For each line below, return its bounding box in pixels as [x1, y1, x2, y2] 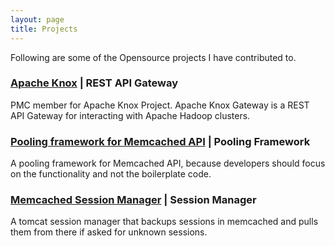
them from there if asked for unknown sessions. [10, 226, 208, 238]
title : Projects [10, 24, 78, 34]
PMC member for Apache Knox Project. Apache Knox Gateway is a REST [10, 99, 310, 111]
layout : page [10, 14, 65, 25]
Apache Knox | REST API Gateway [10, 76, 179, 90]
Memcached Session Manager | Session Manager [10, 193, 257, 207]
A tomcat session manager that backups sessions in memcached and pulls [10, 216, 319, 228]
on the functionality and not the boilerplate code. [10, 168, 212, 180]
